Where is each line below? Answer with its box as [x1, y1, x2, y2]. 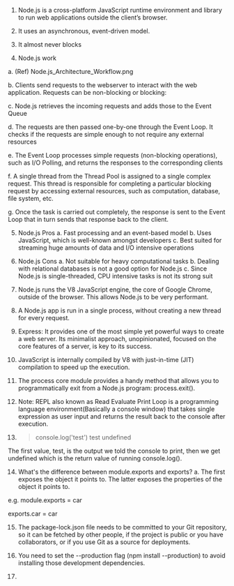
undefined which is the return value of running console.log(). [8, 454, 182, 463]
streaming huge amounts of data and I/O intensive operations [17, 243, 194, 252]
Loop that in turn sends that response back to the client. [8, 216, 169, 223]
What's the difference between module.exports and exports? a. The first [17, 467, 226, 476]
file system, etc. [8, 195, 54, 202]
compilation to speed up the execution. [17, 363, 130, 371]
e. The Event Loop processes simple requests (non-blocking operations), [8, 151, 218, 159]
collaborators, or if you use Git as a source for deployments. [17, 538, 191, 546]
